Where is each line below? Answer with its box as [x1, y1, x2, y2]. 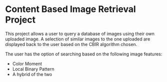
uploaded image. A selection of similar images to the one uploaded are [5, 36, 151, 42]
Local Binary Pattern [12, 66, 55, 72]
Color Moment [12, 60, 42, 66]
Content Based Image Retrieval [5, 3, 136, 15]
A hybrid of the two [12, 71, 52, 77]
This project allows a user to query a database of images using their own [5, 30, 155, 36]
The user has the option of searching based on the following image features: [5, 51, 163, 57]
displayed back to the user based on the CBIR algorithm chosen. [5, 41, 138, 47]
